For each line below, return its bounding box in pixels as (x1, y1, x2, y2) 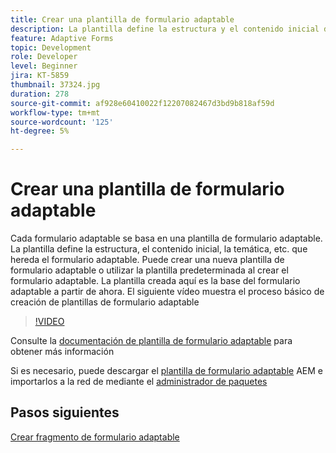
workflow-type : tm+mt (10, 107, 101, 118)
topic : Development (10, 42, 92, 53)
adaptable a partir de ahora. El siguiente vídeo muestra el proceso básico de (10, 286, 325, 298)
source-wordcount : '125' (10, 117, 114, 127)
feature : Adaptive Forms (10, 33, 114, 43)
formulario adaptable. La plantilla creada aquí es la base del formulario (10, 275, 301, 287)
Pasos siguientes (10, 404, 120, 421)
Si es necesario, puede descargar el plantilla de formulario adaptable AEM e (10, 365, 323, 377)
